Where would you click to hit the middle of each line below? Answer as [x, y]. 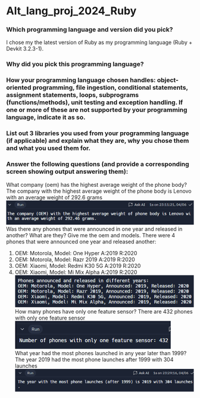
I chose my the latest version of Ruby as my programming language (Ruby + [99, 42]
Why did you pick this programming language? [75, 64]
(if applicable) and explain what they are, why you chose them [98, 141]
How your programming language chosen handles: [81, 80]
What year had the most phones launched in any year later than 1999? [101, 353]
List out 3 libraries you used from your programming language [98, 133]
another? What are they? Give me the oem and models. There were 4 [91, 236]
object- [168, 80]
